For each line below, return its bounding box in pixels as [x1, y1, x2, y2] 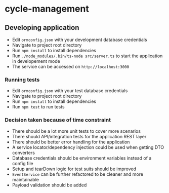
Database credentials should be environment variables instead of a [12, 155, 152, 161]
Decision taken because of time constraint [5, 117, 111, 124]
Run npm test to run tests [12, 104, 65, 110]
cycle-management [5, 3, 89, 15]
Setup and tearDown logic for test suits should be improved [12, 166, 136, 172]
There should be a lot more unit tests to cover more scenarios [12, 128, 141, 134]
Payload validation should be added [12, 182, 87, 188]
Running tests [5, 76, 40, 83]
